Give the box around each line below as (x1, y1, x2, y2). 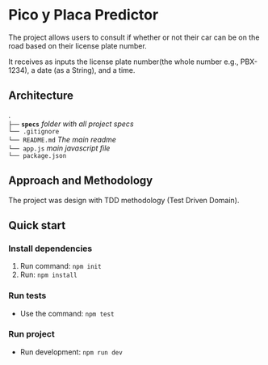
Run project (8, 329, 55, 340)
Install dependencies (8, 243, 93, 254)
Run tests (8, 290, 47, 301)
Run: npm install (19, 270, 78, 280)
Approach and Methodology (8, 174, 153, 188)
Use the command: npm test (19, 308, 115, 318)
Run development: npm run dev (19, 346, 123, 357)
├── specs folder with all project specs (8, 119, 135, 129)
